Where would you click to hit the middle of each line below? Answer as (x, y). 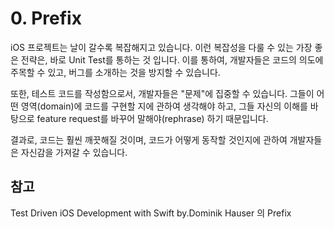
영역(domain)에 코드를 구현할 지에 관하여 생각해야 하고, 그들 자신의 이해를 (164, 106)
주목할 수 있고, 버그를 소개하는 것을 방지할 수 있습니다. (115, 72)
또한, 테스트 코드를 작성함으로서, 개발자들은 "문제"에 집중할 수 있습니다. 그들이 (162, 93)
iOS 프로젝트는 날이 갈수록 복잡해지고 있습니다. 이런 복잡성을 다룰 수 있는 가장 (161, 47)
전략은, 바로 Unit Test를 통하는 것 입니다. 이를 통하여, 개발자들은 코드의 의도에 (172, 59)
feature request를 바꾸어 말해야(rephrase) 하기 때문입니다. (152, 118)
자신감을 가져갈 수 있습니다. (74, 152)
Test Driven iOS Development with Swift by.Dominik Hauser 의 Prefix (151, 213)
